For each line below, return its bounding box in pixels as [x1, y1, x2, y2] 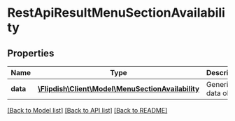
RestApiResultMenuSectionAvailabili [7, 5, 226, 21]
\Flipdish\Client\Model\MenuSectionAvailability [37, 84, 200, 93]
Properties [7, 47, 55, 59]
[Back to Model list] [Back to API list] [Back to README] [7, 106, 168, 114]
